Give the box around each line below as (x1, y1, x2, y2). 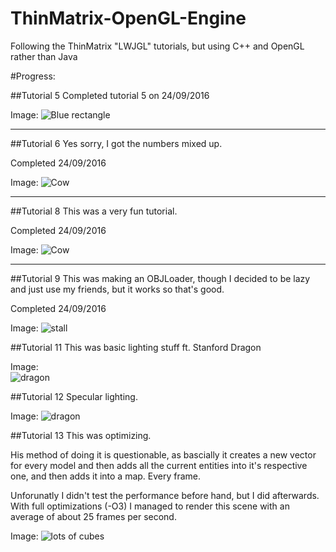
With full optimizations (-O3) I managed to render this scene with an (10, 500, 290, 512)
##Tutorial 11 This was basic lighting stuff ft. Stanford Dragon (10, 341, 262, 353)
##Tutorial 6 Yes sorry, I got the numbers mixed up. (10, 137, 223, 149)
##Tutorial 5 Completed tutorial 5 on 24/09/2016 (10, 89, 210, 101)
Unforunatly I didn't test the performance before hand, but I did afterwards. (10, 489, 320, 501)
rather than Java (10, 50, 78, 62)
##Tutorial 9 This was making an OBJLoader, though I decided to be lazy (10, 272, 311, 284)
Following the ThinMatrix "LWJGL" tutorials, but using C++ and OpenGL (10, 40, 305, 52)
